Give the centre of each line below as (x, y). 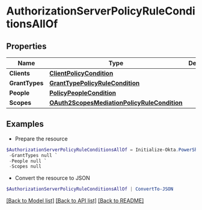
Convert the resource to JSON (52, 178)
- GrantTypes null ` (33, 155)
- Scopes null (25, 167)
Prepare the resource (41, 138)
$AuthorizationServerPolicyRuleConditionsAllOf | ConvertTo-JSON (90, 189)
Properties (26, 46)
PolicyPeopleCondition (82, 93)
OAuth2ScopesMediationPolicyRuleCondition (116, 103)
